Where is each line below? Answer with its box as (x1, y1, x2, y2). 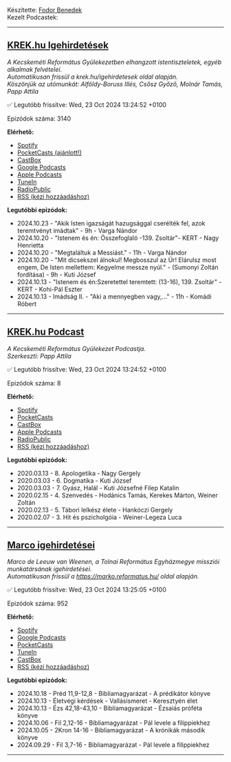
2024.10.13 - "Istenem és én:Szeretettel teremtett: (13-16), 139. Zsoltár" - (16, 277, 222, 285)
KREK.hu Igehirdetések (7, 39, 109, 51)
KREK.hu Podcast (7, 326, 85, 338)
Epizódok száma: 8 (7, 379, 61, 387)
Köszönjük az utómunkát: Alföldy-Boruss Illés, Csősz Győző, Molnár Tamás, (7, 79, 223, 88)
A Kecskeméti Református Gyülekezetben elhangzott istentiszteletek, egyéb (7, 58, 222, 66)
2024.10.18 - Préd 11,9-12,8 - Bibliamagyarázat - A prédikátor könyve (16, 690, 211, 698)
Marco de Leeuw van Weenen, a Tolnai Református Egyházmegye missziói (7, 558, 220, 566)
